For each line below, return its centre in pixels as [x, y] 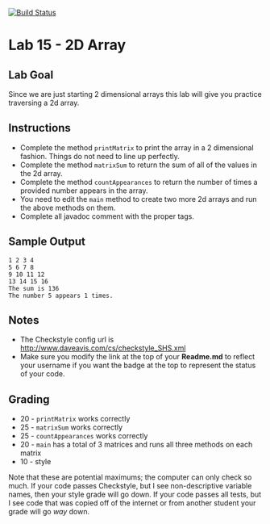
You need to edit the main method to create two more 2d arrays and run [138, 199]
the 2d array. [41, 173]
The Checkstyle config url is [67, 340]
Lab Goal [31, 75]
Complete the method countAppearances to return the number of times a [139, 182]
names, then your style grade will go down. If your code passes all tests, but [135, 495]
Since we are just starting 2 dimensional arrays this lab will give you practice [135, 94]
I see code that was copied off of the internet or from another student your [132, 503]
